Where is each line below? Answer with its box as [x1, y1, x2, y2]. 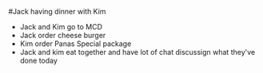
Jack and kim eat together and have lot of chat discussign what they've [19, 48, 256, 56]
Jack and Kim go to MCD [19, 22, 102, 31]
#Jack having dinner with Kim [8, 7, 106, 16]
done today [19, 56, 58, 65]
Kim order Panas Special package [19, 39, 132, 48]
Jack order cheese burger [19, 31, 106, 40]
